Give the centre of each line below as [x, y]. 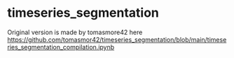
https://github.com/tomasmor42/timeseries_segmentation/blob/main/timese [117, 39]
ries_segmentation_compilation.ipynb [61, 47]
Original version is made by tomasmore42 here [75, 32]
